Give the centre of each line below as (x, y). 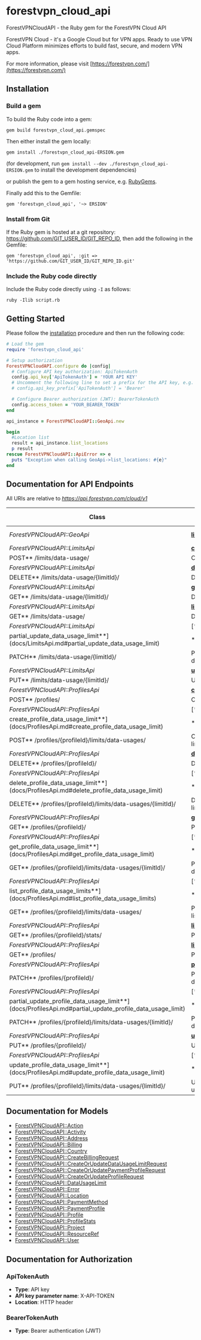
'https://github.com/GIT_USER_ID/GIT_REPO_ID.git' (71, 261)
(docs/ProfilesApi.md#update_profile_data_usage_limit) (87, 1072)
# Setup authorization (34, 360)
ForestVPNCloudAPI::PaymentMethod (61, 1202)
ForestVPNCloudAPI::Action (49, 1126)
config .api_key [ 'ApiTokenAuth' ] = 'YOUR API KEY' (74, 377)
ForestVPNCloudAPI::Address (51, 1138)
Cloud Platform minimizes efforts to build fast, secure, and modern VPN (94, 46)
